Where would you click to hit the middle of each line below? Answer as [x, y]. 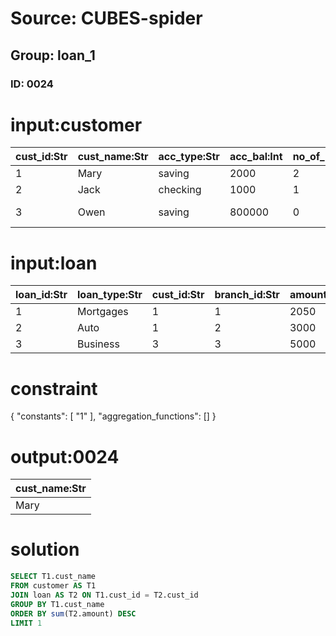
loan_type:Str [110, 295]
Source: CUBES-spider [106, 18]
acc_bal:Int [256, 157]
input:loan [54, 263]
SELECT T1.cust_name [53, 577]
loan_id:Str [41, 295]
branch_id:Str [247, 295]
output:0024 [65, 456]
